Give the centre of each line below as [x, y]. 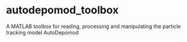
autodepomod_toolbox [62, 10]
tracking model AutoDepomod [42, 32]
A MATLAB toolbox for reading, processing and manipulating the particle [93, 26]
